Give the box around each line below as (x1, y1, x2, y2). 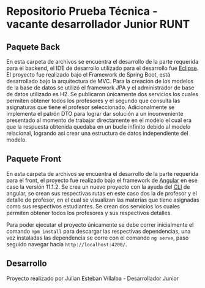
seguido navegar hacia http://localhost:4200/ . (6, 240, 127, 248)
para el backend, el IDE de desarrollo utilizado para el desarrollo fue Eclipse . (6, 64, 199, 72)
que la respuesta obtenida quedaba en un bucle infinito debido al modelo (6, 123, 191, 130)
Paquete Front (6, 154, 61, 164)
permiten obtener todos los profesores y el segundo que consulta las (6, 97, 181, 104)
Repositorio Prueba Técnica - (6, 4, 158, 18)
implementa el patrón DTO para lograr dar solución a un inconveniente (6, 110, 184, 117)
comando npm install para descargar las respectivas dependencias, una (6, 227, 191, 235)
